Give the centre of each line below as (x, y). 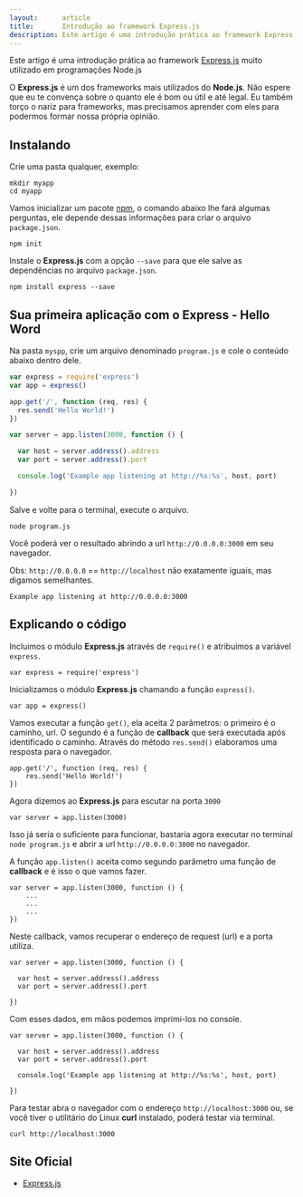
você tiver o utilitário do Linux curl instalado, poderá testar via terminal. (142, 1117)
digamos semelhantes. (52, 580)
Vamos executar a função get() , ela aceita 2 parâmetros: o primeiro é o (142, 722)
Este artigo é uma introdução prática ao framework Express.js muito (136, 61)
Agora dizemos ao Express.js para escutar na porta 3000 (115, 801)
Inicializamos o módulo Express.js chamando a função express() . (132, 689)
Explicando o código (68, 625)
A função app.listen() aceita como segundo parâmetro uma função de (143, 861)
